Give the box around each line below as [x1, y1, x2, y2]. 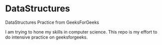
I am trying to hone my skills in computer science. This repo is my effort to [5, 29, 158, 35]
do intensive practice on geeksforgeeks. [5, 34, 88, 40]
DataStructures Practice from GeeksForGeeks [5, 19, 99, 25]
